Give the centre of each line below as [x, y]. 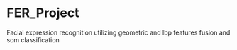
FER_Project [43, 13]
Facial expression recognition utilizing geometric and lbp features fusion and [118, 32]
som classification [33, 39]
